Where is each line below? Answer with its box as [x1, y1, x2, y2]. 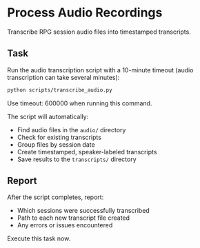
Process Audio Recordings [7, 5, 163, 21]
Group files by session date [17, 140, 95, 149]
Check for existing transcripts [17, 133, 102, 141]
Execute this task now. [7, 234, 71, 242]
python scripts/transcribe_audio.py [7, 86, 112, 94]
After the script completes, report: [7, 193, 104, 201]
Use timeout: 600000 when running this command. [7, 99, 152, 107]
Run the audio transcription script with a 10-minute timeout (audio [7, 65, 194, 74]
